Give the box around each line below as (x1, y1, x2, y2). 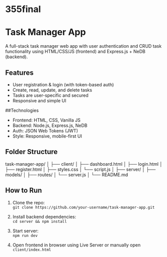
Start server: (12, 227, 39, 234)
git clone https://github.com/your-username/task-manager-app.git (12, 205, 155, 210)
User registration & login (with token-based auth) (12, 81, 114, 87)
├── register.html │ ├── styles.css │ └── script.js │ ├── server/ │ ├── (5, 166, 156, 172)
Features (5, 68, 34, 77)
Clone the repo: (12, 199, 45, 205)
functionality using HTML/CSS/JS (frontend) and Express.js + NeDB (5, 49, 146, 55)
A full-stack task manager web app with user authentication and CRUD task (5, 43, 162, 49)
